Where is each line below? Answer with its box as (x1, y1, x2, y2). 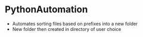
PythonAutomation (5, 4, 88, 15)
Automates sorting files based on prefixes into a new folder (12, 21, 138, 27)
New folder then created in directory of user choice (12, 26, 121, 32)
